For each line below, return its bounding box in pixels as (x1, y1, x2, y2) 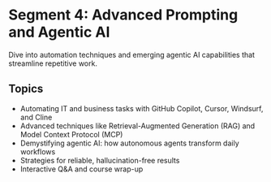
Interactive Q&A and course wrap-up (19, 164, 144, 174)
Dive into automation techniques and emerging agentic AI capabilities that (8, 50, 256, 59)
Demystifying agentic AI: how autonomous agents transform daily (19, 138, 239, 148)
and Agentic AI (8, 23, 110, 41)
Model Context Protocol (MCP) (19, 129, 123, 139)
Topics (8, 82, 44, 96)
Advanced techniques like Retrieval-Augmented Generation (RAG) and (19, 120, 256, 131)
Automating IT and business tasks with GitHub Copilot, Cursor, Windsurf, (19, 103, 264, 113)
